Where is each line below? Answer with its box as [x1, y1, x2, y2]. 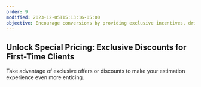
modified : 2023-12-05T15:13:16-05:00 [6, 14, 100, 20]
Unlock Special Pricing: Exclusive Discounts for [6, 42, 187, 52]
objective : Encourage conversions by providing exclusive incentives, [6, 20, 186, 26]
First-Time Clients [6, 52, 75, 62]
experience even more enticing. [6, 74, 84, 81]
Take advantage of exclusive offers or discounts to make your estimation [6, 67, 185, 75]
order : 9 [6, 8, 28, 15]
